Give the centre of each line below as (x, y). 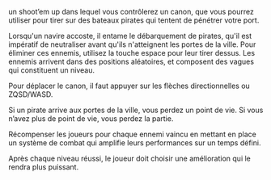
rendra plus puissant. (44, 167)
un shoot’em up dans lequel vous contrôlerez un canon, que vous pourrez (131, 12)
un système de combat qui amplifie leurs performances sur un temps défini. (135, 143)
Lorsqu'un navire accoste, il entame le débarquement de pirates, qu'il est (130, 36)
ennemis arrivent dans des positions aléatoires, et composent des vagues (131, 61)
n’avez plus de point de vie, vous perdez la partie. (91, 119)
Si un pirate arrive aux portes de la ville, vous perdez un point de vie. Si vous (136, 110)
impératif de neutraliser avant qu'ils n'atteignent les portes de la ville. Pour (132, 44)
